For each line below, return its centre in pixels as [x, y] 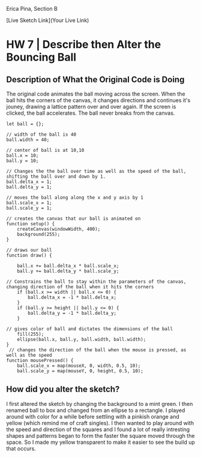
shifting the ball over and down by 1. [56, 177]
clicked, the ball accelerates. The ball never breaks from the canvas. [91, 113]
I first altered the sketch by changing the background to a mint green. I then [100, 404]
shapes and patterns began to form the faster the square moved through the [100, 435]
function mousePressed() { [40, 360]
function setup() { [31, 224]
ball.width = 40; [28, 140]
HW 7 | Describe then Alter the [84, 45]
